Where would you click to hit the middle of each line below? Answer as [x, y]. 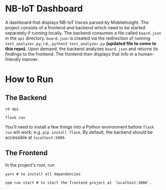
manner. [30, 59]
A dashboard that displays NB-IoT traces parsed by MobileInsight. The [77, 22]
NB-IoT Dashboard [44, 9]
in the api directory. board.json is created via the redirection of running [78, 38]
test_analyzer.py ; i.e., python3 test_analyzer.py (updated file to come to [81, 43]
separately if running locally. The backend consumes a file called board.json [83, 33]
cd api [12, 109]
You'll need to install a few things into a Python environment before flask [80, 127]
